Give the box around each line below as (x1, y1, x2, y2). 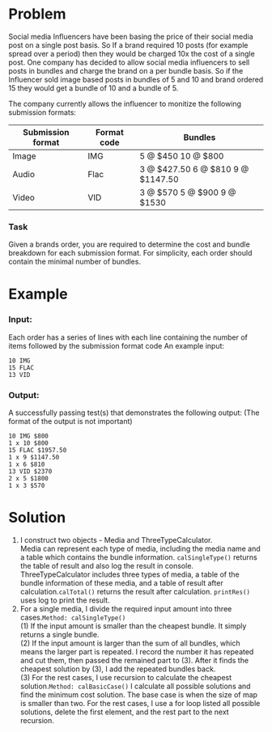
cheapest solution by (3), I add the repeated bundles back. (19, 664, 216, 674)
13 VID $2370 (8, 468, 53, 476)
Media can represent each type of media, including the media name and (19, 544, 261, 553)
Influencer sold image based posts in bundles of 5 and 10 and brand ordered (8, 74, 264, 84)
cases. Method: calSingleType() (19, 612, 126, 622)
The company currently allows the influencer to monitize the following (8, 99, 241, 108)
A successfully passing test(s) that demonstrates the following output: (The (8, 408, 260, 417)
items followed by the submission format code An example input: (8, 341, 225, 350)
